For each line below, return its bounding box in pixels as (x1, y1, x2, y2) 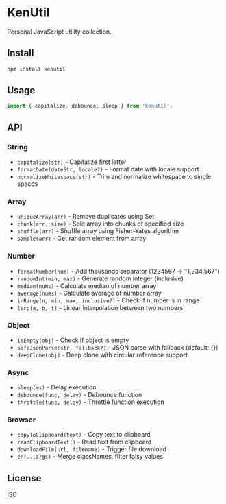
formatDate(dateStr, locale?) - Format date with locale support (16, 165, 199, 173)
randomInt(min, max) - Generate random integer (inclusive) (16, 274, 184, 283)
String (7, 142, 29, 152)
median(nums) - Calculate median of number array (16, 281, 157, 289)
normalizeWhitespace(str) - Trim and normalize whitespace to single (16, 173, 212, 180)
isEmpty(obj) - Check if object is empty (16, 336, 129, 344)
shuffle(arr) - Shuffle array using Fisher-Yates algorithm (16, 227, 179, 235)
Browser (7, 415, 36, 424)
